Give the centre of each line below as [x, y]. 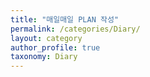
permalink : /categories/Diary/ [75, 29]
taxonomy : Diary [44, 57]
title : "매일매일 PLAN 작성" [65, 19]
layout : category [46, 38]
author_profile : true [55, 47]
